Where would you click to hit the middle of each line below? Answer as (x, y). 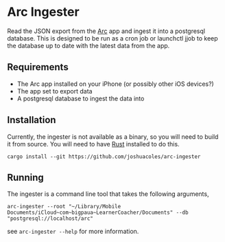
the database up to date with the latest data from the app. (88, 45)
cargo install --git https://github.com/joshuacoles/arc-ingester (104, 156)
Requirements (38, 67)
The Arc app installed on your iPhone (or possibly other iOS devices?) (115, 84)
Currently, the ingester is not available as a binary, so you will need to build (113, 136)
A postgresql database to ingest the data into (81, 98)
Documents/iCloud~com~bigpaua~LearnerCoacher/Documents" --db (98, 213)
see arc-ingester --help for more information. (73, 232)
